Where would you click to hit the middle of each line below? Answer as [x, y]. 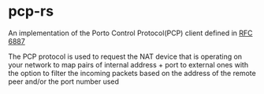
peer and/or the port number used [64, 81]
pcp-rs [31, 11]
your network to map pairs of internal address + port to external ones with [128, 64]
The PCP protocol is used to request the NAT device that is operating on [125, 56]
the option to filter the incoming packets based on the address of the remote [132, 73]
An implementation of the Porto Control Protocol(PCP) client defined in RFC [131, 33]
